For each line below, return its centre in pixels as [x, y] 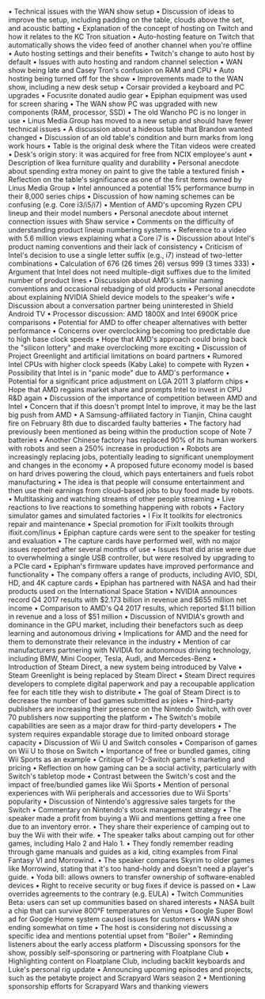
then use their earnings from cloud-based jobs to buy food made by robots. [131, 490]
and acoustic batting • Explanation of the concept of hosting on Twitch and [131, 28]
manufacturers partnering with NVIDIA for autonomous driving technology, [130, 650]
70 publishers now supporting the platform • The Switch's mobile [115, 717]
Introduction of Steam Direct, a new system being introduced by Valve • [125, 667]
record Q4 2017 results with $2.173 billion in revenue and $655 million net [127, 600]
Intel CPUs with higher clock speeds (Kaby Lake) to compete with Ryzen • [129, 364]
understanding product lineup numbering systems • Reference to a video [127, 230]
